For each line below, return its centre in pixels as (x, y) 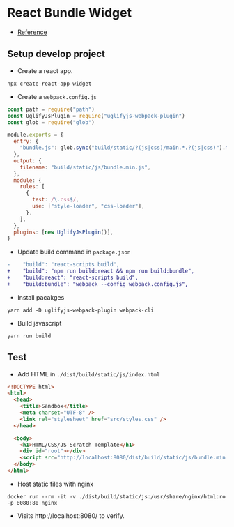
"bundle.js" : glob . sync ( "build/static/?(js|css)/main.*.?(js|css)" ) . (123, 148)
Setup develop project (56, 54)
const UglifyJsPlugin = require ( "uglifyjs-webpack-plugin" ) (96, 116)
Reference (32, 32)
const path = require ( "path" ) (51, 109)
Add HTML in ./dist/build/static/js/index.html (88, 374)
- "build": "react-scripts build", (63, 265)
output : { (28, 161)
